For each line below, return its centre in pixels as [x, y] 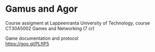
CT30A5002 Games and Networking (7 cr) [50, 28]
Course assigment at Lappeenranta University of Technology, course [78, 23]
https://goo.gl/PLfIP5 [27, 43]
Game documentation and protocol [42, 38]
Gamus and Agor [42, 9]
